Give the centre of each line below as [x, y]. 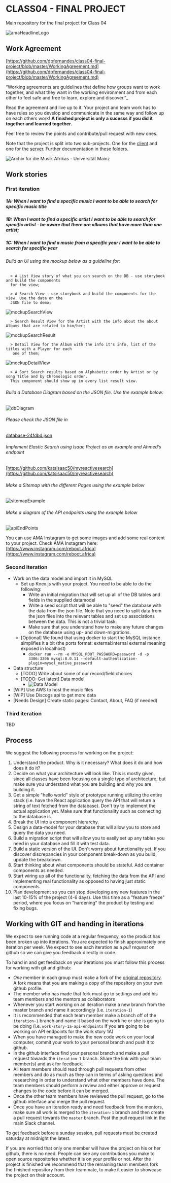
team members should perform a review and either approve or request [87, 1085]
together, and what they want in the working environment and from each [81, 92]
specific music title [26, 206]
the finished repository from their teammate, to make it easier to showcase [84, 1169]
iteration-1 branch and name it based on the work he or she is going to [89, 1021]
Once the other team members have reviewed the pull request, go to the [89, 1096]
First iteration [23, 189]
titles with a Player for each [39, 349]
